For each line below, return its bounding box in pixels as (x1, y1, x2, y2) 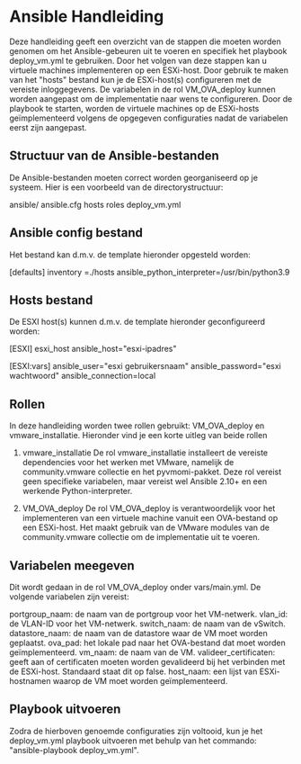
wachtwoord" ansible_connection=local (9, 371, 156, 382)
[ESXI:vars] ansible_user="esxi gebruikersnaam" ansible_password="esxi (9, 361, 281, 372)
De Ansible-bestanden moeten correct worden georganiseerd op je (9, 172, 259, 183)
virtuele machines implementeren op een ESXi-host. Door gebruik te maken (9, 65, 289, 76)
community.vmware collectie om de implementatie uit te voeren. (22, 532, 261, 543)
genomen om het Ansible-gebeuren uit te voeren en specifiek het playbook (9, 45, 288, 56)
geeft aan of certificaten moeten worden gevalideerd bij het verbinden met (9, 657, 286, 667)
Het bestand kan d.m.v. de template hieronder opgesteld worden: (9, 249, 252, 260)
